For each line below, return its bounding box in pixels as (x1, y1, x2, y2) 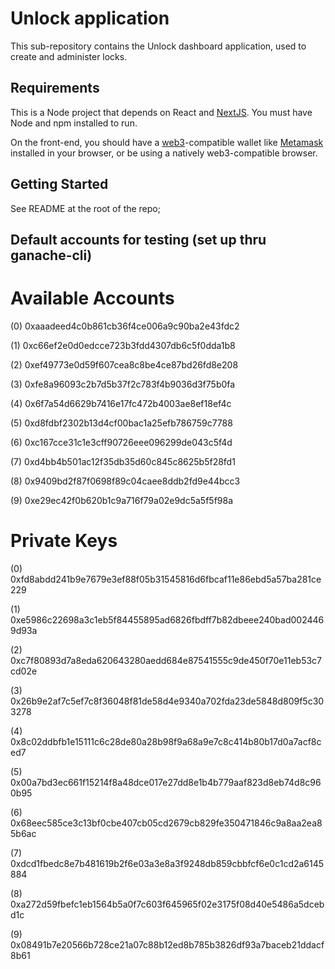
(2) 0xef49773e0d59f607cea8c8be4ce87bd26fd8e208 (10, 358, 239, 371)
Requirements (10, 80, 100, 97)
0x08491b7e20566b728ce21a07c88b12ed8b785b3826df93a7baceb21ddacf (10, 938, 325, 951)
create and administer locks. (10, 50, 128, 62)
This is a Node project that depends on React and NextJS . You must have (10, 106, 313, 118)
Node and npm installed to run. (10, 117, 138, 129)
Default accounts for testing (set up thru (10, 231, 267, 248)
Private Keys (10, 530, 118, 552)
